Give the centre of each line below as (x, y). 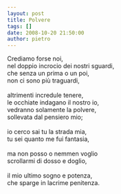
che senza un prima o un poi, (48, 74)
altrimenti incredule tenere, (45, 95)
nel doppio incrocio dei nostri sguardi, (61, 66)
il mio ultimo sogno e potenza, (50, 175)
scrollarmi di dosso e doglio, (47, 161)
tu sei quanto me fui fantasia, (48, 139)
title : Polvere (29, 20)
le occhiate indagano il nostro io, (53, 103)
